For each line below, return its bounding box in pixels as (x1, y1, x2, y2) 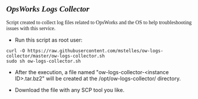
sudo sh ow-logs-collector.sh (6, 58, 81, 65)
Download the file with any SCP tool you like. (14, 87, 125, 94)
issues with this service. (6, 25, 56, 32)
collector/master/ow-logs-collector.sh (6, 53, 105, 59)
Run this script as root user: (14, 37, 83, 44)
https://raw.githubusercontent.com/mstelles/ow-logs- (27, 48, 164, 54)
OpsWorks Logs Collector (6, 4, 90, 14)
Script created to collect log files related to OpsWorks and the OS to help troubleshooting (6, 20, 192, 26)
